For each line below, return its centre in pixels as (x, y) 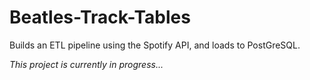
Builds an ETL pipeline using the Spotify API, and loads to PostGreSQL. (155, 45)
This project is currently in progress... (86, 64)
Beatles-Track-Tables (100, 17)
